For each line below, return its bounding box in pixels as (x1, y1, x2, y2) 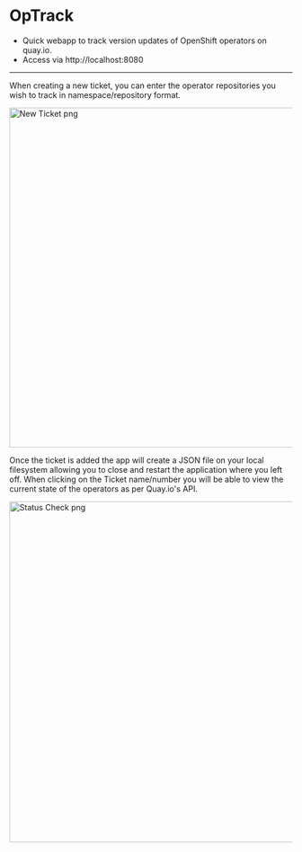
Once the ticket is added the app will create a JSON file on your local (9, 455, 264, 466)
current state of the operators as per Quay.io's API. (9, 483, 198, 494)
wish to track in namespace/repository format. (9, 89, 182, 100)
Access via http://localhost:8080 (22, 54, 144, 65)
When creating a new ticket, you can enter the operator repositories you (9, 80, 277, 91)
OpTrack (9, 5, 75, 26)
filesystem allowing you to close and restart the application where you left (9, 464, 283, 475)
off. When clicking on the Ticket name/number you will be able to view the (9, 474, 284, 484)
